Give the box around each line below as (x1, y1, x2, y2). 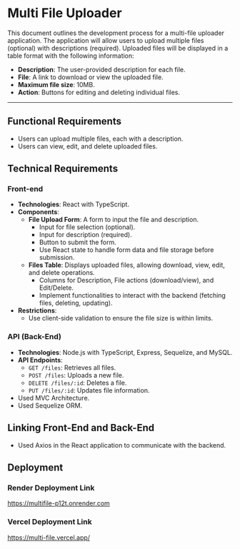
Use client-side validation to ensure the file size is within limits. (28, 314, 214, 323)
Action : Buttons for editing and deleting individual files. (17, 88, 181, 96)
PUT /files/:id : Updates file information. (28, 386, 150, 394)
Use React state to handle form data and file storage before (39, 246, 214, 254)
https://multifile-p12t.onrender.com (7, 499, 111, 508)
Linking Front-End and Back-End (7, 422, 155, 434)
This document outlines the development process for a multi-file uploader (7, 29, 225, 37)
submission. (39, 253, 75, 262)
